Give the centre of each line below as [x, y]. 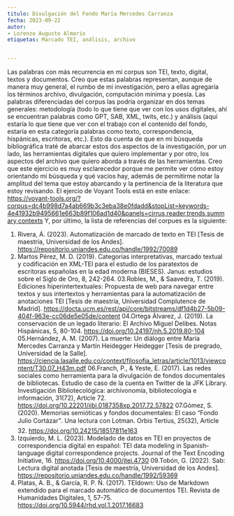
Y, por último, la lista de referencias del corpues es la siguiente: [136, 221]
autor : [17, 27]
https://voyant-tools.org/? [44, 198]
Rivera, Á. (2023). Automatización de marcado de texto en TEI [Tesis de [120, 235]
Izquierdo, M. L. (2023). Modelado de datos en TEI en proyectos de [114, 438]
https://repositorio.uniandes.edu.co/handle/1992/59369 [97, 475]
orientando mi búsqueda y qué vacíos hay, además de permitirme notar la [114, 176]
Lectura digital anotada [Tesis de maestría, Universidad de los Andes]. [118, 468]
